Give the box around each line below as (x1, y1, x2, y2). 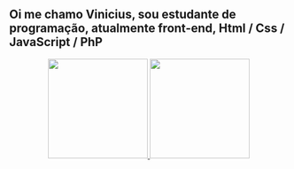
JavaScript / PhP (9, 35, 104, 50)
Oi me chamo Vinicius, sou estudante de (9, 7, 236, 22)
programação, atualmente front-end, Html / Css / (9, 21, 285, 36)
